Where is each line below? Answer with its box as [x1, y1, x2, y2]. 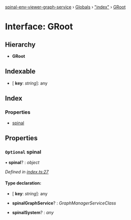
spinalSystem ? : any [12, 210, 54, 216]
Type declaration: [5, 180, 42, 186]
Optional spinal [5, 148, 41, 155]
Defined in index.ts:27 [5, 169, 49, 175]
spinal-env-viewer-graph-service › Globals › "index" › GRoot [5, 4, 126, 10]
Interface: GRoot [5, 21, 73, 32]
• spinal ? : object [5, 160, 40, 166]
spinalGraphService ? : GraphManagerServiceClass [12, 200, 116, 206]
